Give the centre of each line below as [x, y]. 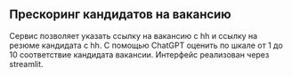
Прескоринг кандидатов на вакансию [120, 15]
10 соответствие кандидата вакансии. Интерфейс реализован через [139, 54]
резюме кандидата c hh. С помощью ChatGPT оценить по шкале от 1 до [146, 45]
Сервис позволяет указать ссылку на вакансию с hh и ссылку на [134, 35]
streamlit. [26, 64]
